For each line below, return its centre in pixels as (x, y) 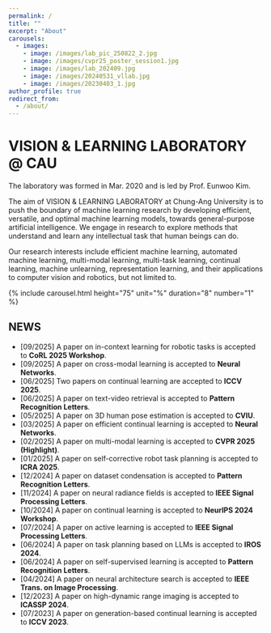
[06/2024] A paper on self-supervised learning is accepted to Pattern (136, 561)
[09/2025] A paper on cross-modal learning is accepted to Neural (130, 363)
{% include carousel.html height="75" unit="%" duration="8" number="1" (131, 293)
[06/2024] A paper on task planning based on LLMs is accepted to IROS (140, 544)
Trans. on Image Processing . (69, 587)
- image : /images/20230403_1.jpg (79, 83)
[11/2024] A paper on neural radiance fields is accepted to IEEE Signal (137, 493)
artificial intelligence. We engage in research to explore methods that (123, 227)
